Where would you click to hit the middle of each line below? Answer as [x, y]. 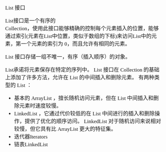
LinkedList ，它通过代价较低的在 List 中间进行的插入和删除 [84, 114]
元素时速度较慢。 [40, 106]
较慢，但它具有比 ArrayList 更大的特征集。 [65, 129]
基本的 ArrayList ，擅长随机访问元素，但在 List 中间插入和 [84, 98]
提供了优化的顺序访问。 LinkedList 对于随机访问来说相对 [93, 121]
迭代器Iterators [31, 137]
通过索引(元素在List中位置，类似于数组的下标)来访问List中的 [79, 36]
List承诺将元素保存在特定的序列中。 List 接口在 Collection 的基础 [82, 70]
